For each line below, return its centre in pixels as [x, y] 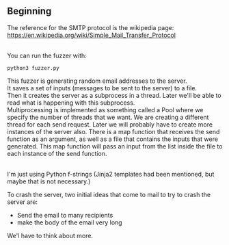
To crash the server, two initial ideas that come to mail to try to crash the [109, 194]
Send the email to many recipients [65, 215]
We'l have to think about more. [50, 235]
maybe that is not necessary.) [49, 181]
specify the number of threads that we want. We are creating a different [108, 117]
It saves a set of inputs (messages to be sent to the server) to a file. [102, 88]
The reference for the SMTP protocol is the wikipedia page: [91, 27]
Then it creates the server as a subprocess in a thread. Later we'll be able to [114, 95]
